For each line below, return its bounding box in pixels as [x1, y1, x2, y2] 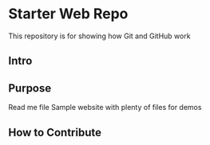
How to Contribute [8, 125, 102, 139]
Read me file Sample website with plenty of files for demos [8, 103, 202, 112]
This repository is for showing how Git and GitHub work [8, 31, 191, 41]
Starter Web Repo [8, 5, 129, 23]
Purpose [8, 81, 52, 95]
